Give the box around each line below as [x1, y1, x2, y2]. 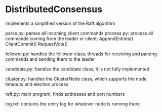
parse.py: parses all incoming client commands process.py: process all [5, 30, 153, 36]
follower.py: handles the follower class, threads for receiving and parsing [5, 51, 157, 57]
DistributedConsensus [5, 4, 103, 15]
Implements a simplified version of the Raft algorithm [5, 20, 115, 26]
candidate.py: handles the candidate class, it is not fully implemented [5, 66, 150, 72]
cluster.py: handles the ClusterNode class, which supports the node [5, 76, 147, 82]
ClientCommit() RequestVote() [5, 41, 68, 47]
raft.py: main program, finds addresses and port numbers [5, 91, 125, 97]
